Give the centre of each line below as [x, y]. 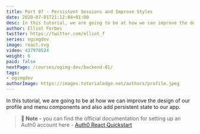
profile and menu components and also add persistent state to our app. [93, 107]
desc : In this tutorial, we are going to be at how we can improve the [97, 23]
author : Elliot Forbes [34, 28]
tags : [13, 73]
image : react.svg [28, 45]
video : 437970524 [28, 51]
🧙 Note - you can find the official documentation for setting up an [101, 119]
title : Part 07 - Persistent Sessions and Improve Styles [79, 12]
